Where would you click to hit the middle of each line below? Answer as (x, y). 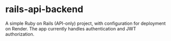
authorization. (20, 34)
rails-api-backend (44, 9)
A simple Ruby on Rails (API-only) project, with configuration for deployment (86, 23)
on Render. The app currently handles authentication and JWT (71, 28)
